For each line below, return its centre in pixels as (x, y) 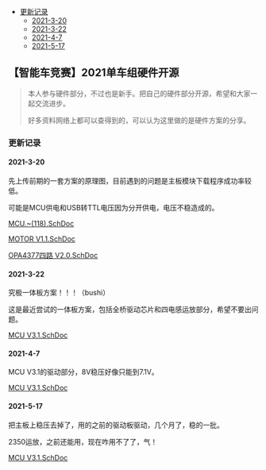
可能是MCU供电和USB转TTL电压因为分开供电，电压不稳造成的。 (114, 207)
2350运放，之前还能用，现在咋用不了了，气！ (83, 441)
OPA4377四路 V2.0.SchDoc (53, 255)
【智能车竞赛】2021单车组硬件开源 (94, 73)
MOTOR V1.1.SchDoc (42, 239)
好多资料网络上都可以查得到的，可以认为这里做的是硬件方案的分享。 (139, 120)
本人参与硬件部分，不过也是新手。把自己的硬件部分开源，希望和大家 (139, 93)
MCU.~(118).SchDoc (41, 223)
